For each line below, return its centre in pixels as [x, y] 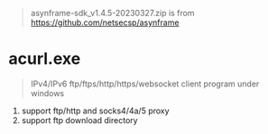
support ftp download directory [79, 120]
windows [47, 93]
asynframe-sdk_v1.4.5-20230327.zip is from [112, 13]
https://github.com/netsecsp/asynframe [105, 22]
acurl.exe [45, 59]
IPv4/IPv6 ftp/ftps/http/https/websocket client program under [145, 84]
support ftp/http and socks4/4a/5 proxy [95, 111]
